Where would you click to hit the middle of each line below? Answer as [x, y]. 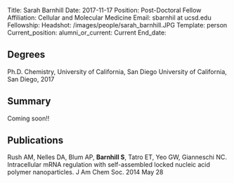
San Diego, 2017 [31, 79]
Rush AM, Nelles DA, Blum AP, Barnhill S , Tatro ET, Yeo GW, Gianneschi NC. [117, 157]
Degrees [26, 55]
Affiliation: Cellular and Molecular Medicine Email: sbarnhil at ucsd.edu [110, 18]
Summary [29, 101]
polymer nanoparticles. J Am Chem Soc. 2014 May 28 [85, 172]
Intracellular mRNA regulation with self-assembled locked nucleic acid [109, 165]
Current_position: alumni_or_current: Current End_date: [87, 32]
